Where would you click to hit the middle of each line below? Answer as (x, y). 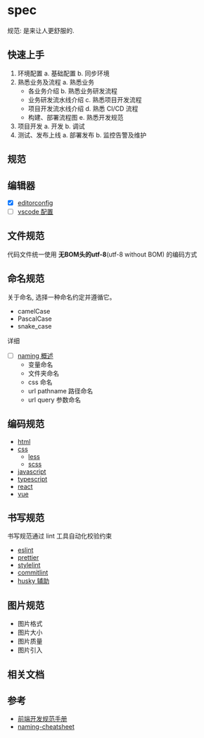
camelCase (34, 311)
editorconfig (35, 202)
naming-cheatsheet (46, 727)
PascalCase (35, 319)
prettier (28, 558)
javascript (32, 472)
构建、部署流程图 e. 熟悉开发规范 (76, 117)
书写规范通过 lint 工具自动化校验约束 (60, 536)
